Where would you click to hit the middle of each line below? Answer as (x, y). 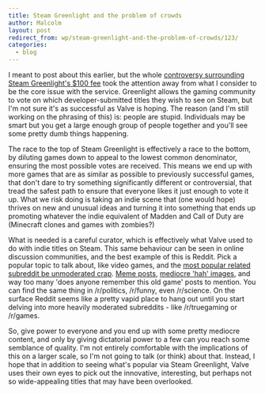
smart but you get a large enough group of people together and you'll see (128, 125)
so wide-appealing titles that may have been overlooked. (101, 381)
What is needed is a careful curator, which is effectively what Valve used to (131, 240)
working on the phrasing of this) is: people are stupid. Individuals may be (127, 117)
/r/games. (24, 316)
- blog (26, 52)
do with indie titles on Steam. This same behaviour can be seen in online (126, 248)
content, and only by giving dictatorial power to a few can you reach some (129, 339)
